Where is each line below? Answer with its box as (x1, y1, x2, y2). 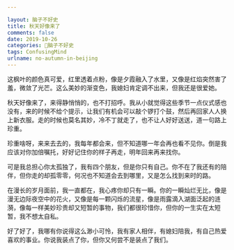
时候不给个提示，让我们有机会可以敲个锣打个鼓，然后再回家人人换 (37, 107, 227, 115)
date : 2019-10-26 (7, 35, 58, 42)
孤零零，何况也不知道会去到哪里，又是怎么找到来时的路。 (49, 171, 214, 179)
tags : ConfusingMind (7, 49, 68, 56)
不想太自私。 (25, 212, 63, 220)
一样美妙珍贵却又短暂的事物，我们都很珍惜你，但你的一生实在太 (31, 203, 214, 212)
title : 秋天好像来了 (7, 22, 61, 30)
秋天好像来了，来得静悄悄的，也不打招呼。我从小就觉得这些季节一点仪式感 (7, 98, 221, 106)
